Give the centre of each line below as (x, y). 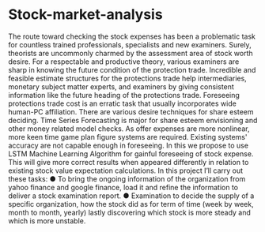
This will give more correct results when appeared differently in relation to (129, 162)
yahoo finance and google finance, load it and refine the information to (123, 187)
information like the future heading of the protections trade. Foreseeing (124, 95)
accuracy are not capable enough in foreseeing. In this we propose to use (129, 145)
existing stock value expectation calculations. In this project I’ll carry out (126, 170)
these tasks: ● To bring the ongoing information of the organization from (127, 178)
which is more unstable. (47, 221)
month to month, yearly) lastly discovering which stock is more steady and (130, 212)
